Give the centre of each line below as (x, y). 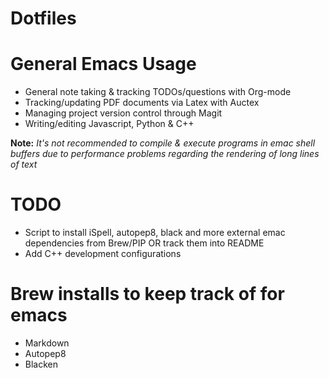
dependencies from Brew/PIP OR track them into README (144, 243)
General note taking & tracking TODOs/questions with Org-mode (158, 92)
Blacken (41, 364)
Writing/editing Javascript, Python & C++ (109, 124)
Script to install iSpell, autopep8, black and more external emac (155, 233)
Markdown (47, 343)
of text (24, 164)
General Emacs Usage (103, 64)
